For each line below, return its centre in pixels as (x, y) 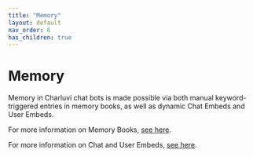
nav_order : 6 (29, 30)
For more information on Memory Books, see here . (90, 130)
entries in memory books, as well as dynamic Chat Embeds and (142, 106)
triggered (23, 106)
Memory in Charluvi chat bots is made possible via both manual (111, 98)
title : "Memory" (35, 15)
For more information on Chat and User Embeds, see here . (103, 145)
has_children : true (40, 37)
